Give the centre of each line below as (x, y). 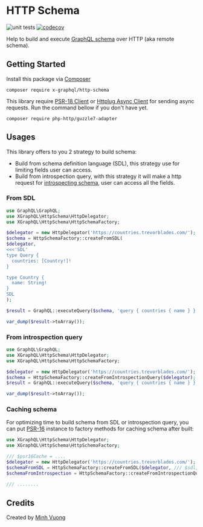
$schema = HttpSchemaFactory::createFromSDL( (64, 238)
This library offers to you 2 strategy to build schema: (72, 152)
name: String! (29, 283)
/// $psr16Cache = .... (36, 456)
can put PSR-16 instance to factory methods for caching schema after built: (100, 429)
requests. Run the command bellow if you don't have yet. (77, 107)
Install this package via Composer (48, 78)
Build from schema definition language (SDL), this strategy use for (97, 163)
